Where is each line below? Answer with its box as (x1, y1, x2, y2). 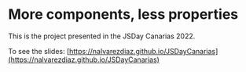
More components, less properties (8, 5, 238, 23)
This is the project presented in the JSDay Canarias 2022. (8, 31, 196, 41)
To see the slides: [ (8, 46, 70, 56)
